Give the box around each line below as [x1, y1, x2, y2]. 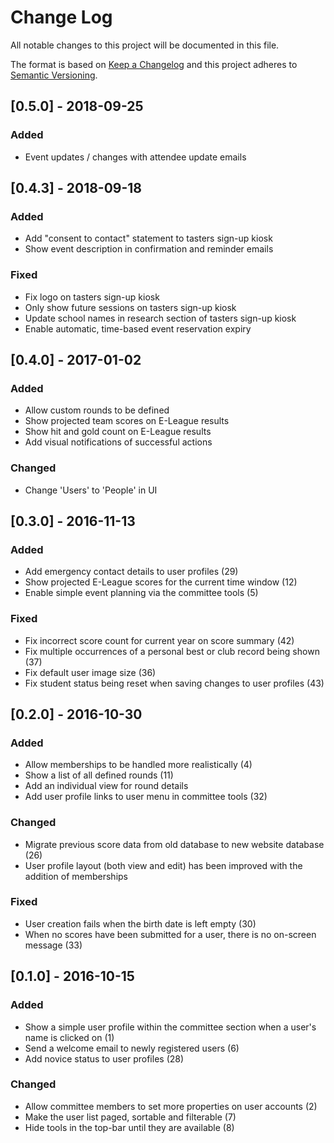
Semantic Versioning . [10, 69, 98, 81]
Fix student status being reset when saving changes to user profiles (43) [24, 677, 325, 689]
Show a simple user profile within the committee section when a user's [24, 1021, 317, 1033]
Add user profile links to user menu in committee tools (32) [24, 791, 268, 803]
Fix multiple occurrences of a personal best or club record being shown [24, 645, 320, 657]
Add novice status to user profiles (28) [24, 1052, 185, 1065]
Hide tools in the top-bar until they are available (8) [24, 1121, 235, 1133]
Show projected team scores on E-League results [24, 415, 230, 427]
